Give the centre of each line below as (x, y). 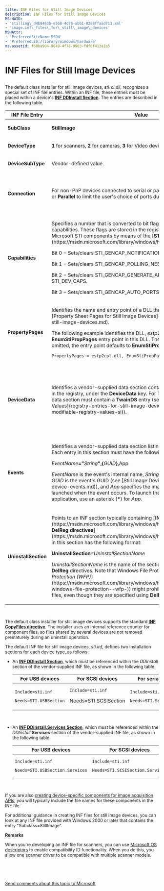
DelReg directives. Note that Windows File (100, 570)
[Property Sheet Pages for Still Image (94, 316)
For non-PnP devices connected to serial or (102, 191)
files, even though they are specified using (100, 595)
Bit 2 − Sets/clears (73, 275)
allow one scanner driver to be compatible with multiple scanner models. (78, 855)
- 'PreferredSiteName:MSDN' (34, 37)
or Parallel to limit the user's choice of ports (102, 197)
